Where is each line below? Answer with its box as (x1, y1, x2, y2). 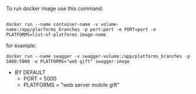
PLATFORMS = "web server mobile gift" (23, 82, 120, 88)
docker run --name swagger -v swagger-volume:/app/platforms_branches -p (6, 53, 191, 59)
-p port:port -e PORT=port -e (82, 26, 157, 32)
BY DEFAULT (14, 69, 46, 76)
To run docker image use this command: (6, 5, 104, 12)
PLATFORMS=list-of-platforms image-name (6, 32, 107, 38)
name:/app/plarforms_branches (6, 26, 80, 32)
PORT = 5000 (23, 75, 57, 82)
